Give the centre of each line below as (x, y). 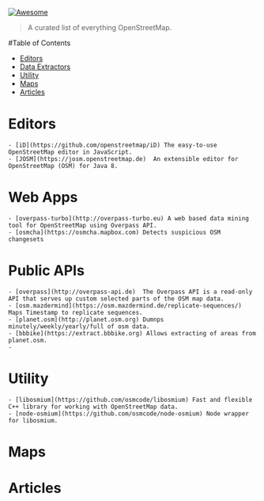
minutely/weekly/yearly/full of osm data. (79, 326)
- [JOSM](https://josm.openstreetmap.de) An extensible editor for (123, 159)
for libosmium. (33, 420)
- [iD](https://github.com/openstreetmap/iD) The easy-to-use (113, 145)
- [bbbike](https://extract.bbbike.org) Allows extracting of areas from (132, 333)
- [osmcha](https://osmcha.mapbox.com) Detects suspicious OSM (115, 232)
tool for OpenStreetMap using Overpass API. (83, 225)
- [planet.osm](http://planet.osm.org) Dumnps (86, 319)
